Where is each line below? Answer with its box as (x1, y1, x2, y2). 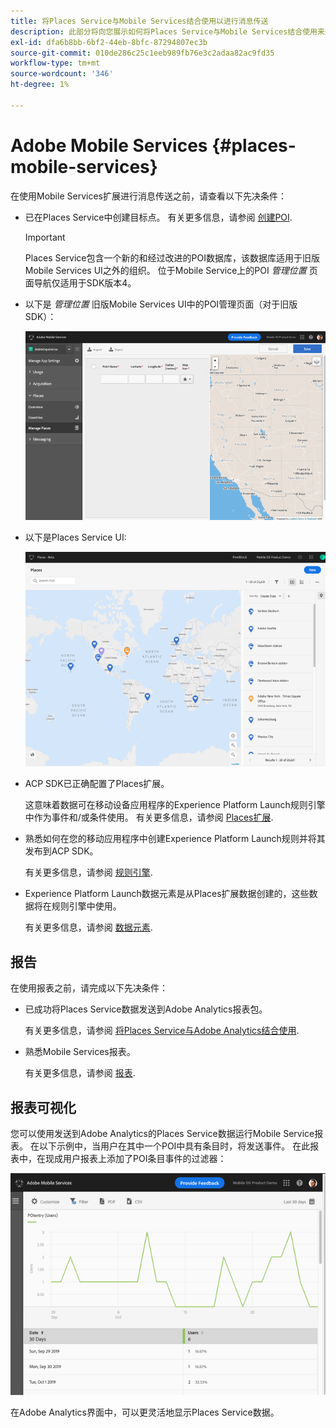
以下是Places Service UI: (24, 531, 127, 544)
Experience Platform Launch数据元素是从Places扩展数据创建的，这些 (24, 888, 310, 900)
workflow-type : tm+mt (10, 58, 101, 69)
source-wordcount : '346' (10, 69, 114, 79)
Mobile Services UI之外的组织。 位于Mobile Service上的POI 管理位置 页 (24, 264, 318, 276)
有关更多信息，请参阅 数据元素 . (24, 921, 153, 934)
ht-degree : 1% (10, 80, 70, 90)
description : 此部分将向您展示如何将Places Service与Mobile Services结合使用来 (10, 26, 325, 37)
